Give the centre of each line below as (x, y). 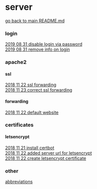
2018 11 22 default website (32, 112)
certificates (19, 125)
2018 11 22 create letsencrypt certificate (46, 158)
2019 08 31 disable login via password (44, 44)
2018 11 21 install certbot (30, 148)
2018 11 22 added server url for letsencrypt (48, 153)
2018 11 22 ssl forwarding (31, 85)
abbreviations (19, 182)
